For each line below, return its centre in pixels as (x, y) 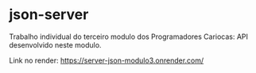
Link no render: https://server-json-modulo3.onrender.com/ (107, 60)
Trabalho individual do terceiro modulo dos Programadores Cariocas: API (129, 36)
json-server (49, 15)
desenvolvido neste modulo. (55, 44)
